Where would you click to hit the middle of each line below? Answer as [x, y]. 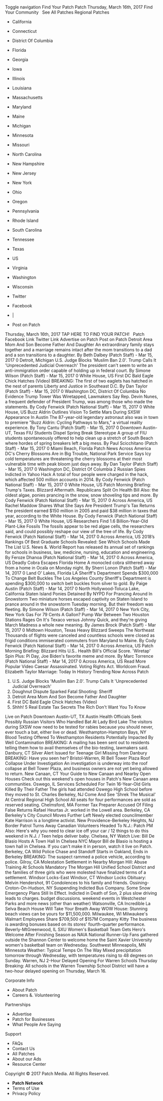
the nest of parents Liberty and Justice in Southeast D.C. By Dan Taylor [76, 386]
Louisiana [22, 88]
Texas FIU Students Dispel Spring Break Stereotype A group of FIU [80, 433]
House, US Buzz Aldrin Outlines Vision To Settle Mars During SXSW [73, 412]
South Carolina [27, 230]
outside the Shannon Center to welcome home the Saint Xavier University [79, 940]
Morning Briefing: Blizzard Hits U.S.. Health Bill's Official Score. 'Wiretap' [78, 651]
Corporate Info [20, 980]
